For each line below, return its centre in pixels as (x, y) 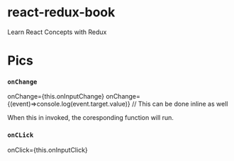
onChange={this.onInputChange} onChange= (74, 96)
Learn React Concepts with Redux (57, 32)
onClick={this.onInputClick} (48, 150)
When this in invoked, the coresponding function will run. (90, 118)
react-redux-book (61, 12)
